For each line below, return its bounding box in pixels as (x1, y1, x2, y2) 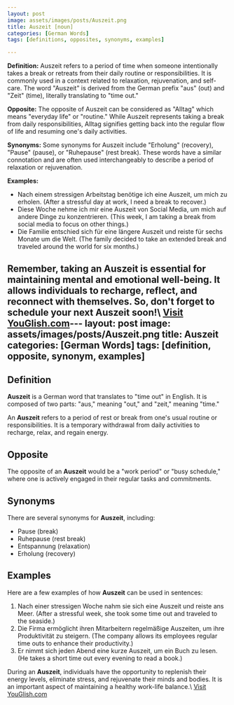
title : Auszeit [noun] (7, 23, 74, 30)
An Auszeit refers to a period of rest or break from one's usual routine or (7, 414, 218, 422)
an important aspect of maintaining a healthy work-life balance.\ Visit (7, 682, 207, 690)
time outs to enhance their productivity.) (17, 638, 134, 648)
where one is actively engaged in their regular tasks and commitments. (7, 475, 212, 483)
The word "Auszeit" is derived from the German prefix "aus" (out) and (23, 84, 225, 92)
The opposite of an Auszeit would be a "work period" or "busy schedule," (7, 467, 221, 476)
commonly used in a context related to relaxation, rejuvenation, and (7, 76, 202, 85)
